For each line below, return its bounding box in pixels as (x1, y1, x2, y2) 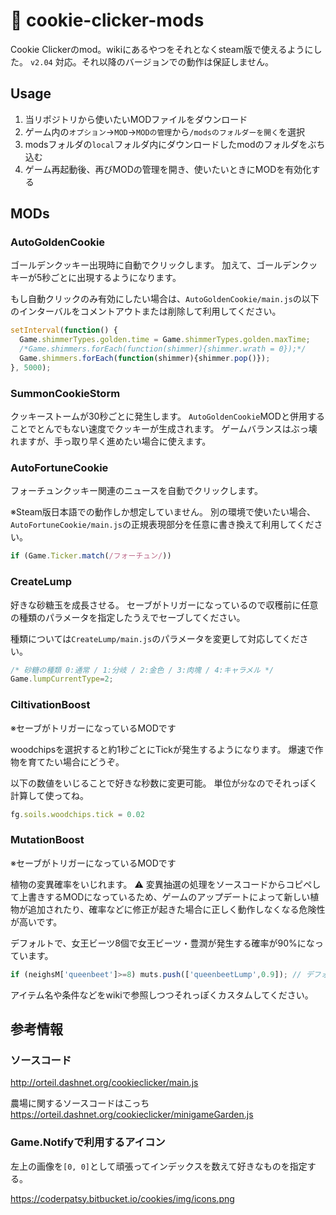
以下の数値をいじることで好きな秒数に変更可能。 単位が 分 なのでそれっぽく (10, 777, 318, 789)
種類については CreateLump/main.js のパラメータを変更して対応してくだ (10, 632, 300, 644)
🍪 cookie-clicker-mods (10, 9, 205, 32)
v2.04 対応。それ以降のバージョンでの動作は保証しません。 (29, 55, 274, 68)
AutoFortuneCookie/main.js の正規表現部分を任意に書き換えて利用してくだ (10, 519, 315, 531)
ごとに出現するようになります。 (50, 272, 182, 284)
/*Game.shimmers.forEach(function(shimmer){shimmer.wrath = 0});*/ (19, 344, 307, 354)
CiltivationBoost (10, 698, 91, 712)
